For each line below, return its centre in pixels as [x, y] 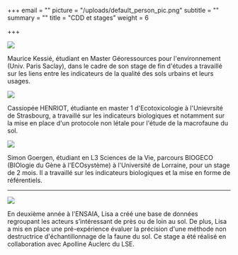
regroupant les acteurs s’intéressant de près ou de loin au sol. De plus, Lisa [117, 221]
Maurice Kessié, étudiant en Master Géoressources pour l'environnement [114, 58]
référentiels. [25, 180]
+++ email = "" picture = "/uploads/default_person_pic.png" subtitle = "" [113, 10]
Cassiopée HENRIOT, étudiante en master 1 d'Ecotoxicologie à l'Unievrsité [115, 108]
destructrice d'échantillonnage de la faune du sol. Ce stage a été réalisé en [117, 236]
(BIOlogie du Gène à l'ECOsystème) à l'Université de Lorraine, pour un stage [119, 165]
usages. [19, 81]
